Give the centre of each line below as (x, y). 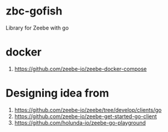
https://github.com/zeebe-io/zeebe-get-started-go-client (86, 116)
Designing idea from (58, 93)
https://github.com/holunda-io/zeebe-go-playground (80, 122)
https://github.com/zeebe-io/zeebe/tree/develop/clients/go (88, 110)
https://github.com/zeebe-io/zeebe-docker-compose (80, 69)
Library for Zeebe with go (37, 28)
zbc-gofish (34, 11)
